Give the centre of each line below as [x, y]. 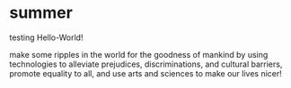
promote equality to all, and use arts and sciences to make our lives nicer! [146, 73]
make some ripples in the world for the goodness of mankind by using [139, 54]
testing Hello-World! [46, 37]
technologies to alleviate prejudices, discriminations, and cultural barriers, [146, 64]
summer [41, 13]
